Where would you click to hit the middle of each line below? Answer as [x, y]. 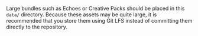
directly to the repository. [37, 27]
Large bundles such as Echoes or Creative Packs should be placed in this [95, 8]
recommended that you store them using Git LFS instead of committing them [99, 21]
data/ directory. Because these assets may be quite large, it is [82, 15]
